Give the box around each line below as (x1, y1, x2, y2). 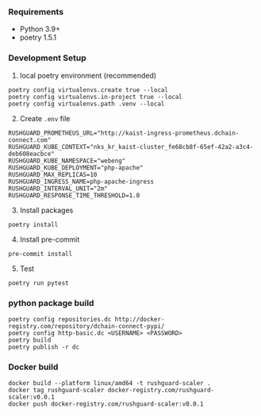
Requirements (8, 6, 64, 17)
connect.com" (8, 135, 52, 144)
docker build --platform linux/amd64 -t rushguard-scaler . (8, 380, 212, 387)
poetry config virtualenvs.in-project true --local (8, 93, 182, 101)
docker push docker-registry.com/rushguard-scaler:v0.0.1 (8, 400, 204, 408)
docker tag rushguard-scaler (8, 387, 105, 395)
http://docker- (114, 315, 165, 323)
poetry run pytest (8, 279, 69, 287)
